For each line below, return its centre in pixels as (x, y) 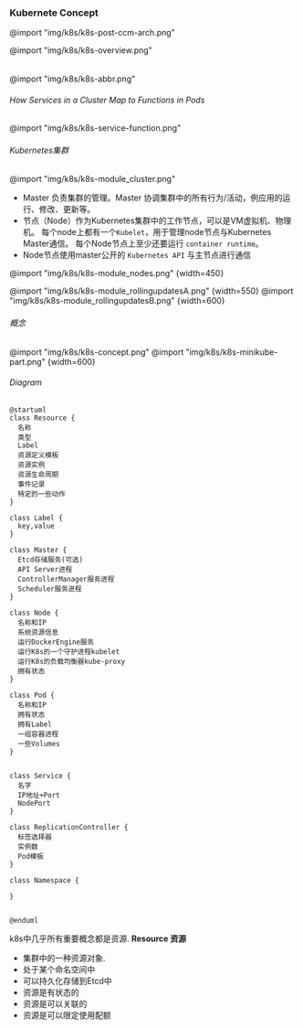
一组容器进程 (38, 734)
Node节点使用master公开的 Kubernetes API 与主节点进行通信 (136, 255)
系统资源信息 (38, 632)
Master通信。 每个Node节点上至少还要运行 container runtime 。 (143, 243)
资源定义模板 (38, 455)
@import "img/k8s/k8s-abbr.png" (73, 79)
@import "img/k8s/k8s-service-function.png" (95, 128)
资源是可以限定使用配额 (67, 1015)
